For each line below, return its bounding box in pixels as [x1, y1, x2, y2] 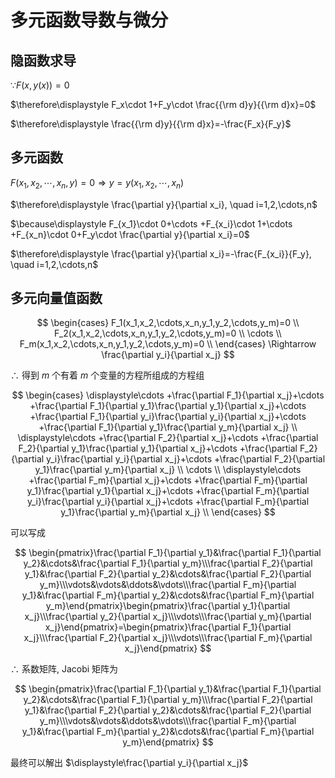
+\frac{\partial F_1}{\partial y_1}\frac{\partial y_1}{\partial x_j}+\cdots [29, 400, 307, 412]
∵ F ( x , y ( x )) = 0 [10, 79, 70, 91]
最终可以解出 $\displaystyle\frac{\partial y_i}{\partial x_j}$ [10, 757, 249, 769]
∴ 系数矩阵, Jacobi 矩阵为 [10, 663, 119, 675]
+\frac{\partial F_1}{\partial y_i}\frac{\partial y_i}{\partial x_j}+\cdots [29, 411, 307, 423]
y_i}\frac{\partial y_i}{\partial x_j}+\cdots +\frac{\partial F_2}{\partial [46, 453, 326, 465]
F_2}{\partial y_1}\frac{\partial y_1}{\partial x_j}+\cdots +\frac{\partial [18, 442, 298, 455]
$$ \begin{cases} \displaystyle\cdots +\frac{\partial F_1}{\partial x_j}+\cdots [11, 389, 325, 401]
